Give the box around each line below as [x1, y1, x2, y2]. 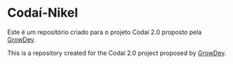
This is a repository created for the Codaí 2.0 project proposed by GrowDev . [7, 49, 227, 57]
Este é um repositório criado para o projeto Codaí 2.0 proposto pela [7, 28, 202, 36]
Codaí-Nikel [7, 5, 78, 21]
